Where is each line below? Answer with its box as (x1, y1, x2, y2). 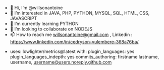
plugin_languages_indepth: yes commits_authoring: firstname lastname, (10, 54, 159, 59)
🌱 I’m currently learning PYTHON (10, 20, 79, 26)
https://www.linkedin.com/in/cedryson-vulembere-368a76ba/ (10, 39, 139, 44)
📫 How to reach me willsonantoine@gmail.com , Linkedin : (10, 31, 133, 37)
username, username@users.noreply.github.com (10, 59, 112, 65)
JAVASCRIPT (10, 15, 37, 21)
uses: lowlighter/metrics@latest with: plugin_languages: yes (10, 48, 135, 54)
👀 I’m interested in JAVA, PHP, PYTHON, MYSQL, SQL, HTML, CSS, (10, 10, 150, 16)
